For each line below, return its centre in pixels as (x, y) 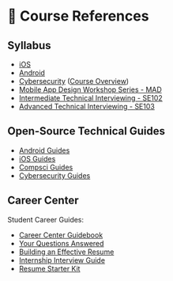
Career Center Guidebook (61, 235)
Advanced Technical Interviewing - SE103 (86, 106)
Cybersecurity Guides (55, 175)
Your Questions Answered (61, 243)
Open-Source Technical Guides (86, 131)
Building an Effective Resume (66, 252)
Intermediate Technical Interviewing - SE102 (90, 98)
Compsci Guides (46, 167)
